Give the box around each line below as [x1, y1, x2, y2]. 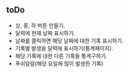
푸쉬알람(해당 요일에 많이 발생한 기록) [15, 60, 104, 67]
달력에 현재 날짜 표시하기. [15, 29, 76, 36]
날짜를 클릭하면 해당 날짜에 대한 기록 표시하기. [15, 36, 124, 44]
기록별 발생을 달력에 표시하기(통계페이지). [15, 44, 113, 52]
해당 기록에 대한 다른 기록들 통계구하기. [15, 52, 108, 60]
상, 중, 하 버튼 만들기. [15, 21, 65, 29]
